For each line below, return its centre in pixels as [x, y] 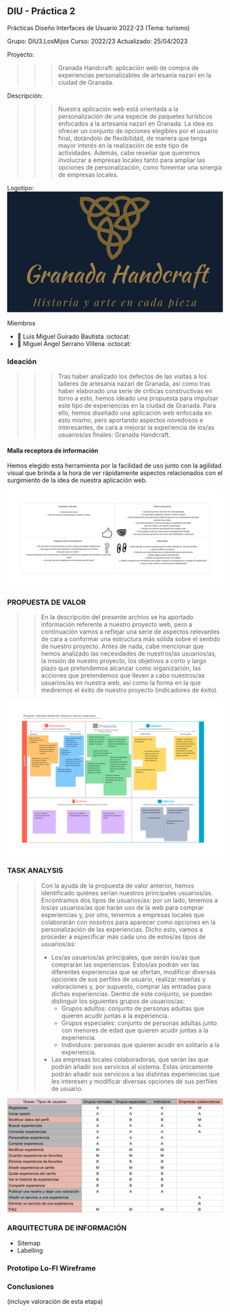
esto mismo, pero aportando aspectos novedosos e [131, 420]
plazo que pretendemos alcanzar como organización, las [121, 668]
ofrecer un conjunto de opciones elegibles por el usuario [138, 130]
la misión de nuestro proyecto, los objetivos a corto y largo [124, 661]
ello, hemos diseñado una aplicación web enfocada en [135, 413]
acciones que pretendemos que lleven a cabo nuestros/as [123, 676]
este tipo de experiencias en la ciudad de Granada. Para [137, 406]
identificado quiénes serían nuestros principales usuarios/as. [127, 893]
